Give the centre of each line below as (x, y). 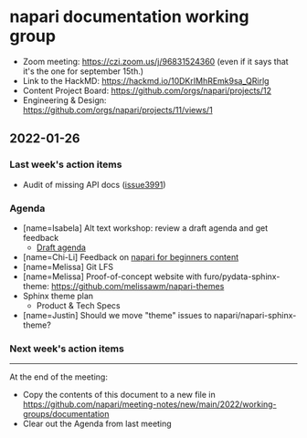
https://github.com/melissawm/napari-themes (138, 286)
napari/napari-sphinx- (255, 315)
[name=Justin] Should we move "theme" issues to (117, 315)
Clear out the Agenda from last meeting (97, 424)
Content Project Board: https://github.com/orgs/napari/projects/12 (147, 90)
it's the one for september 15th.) (83, 71)
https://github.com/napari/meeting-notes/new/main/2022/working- (149, 404)
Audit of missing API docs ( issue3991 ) (94, 184)
